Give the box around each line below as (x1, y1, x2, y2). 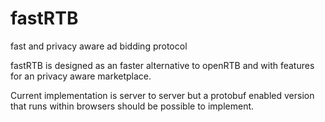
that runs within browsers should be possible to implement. (10, 100, 255, 112)
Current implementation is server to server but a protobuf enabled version (10, 89, 315, 101)
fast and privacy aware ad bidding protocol (10, 40, 188, 52)
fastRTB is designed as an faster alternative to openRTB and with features (10, 59, 315, 71)
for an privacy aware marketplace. (10, 70, 152, 82)
